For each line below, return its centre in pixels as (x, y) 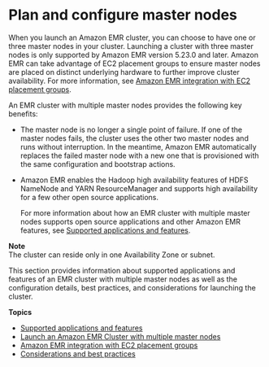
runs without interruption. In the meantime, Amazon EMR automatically (139, 146)
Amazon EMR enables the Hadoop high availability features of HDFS (134, 180)
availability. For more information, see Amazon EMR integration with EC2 (129, 81)
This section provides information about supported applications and (122, 270)
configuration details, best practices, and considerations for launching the (132, 287)
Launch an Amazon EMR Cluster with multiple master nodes (120, 336)
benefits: (23, 114)
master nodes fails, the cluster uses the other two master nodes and (134, 138)
